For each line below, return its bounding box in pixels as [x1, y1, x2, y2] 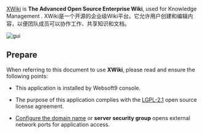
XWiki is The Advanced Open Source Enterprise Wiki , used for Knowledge [6, 5, 197, 12]
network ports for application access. [15, 121, 110, 128]
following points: [6, 72, 48, 80]
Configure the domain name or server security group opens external [15, 114, 190, 121]
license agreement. [15, 102, 64, 110]
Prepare [6, 50, 38, 60]
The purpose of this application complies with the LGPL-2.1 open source [15, 96, 197, 103]
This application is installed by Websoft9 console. [15, 84, 141, 91]
